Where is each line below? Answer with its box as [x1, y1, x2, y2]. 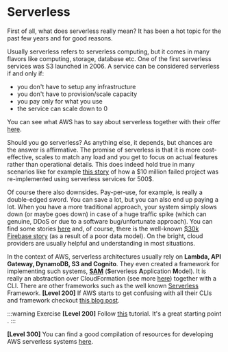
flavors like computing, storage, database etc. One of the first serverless [7, 54, 212, 62]
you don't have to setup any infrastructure [16, 82, 136, 91]
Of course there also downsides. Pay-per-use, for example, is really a [7, 188, 203, 196]
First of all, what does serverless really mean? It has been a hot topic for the [7, 27, 221, 35]
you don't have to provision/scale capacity [16, 90, 138, 98]
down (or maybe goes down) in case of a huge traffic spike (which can [7, 210, 207, 218]
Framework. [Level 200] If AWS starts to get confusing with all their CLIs [7, 289, 212, 297]
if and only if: [7, 69, 45, 78]
